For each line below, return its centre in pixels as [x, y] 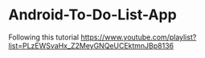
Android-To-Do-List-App [92, 15]
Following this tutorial [43, 37]
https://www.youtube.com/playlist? [138, 37]
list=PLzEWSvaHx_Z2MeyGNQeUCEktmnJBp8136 [91, 45]
